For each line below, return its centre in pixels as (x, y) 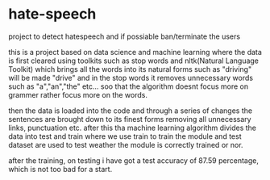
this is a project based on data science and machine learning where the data (135, 52)
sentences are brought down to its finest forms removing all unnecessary (130, 119)
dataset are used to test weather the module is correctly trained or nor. (126, 144)
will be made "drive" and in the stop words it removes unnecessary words (131, 77)
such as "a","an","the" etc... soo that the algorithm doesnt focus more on (128, 86)
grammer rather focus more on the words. (78, 94)
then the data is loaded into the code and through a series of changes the (130, 111)
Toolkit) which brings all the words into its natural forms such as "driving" (130, 69)
